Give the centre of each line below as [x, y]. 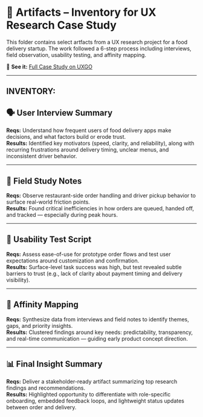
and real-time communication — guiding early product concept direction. [97, 338]
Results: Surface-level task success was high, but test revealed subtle [94, 267]
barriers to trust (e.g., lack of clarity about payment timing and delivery [95, 273]
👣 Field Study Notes [44, 181]
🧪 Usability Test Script [49, 240]
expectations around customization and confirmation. [73, 261]
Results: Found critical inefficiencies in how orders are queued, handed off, [100, 208]
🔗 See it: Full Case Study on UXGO [49, 67]
